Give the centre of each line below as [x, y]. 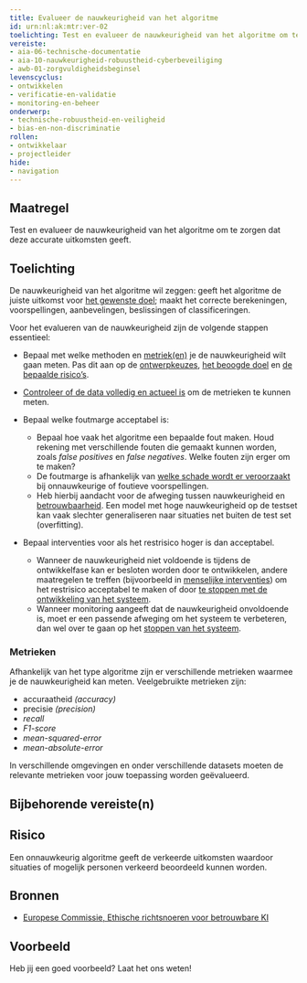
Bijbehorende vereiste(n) [82, 804]
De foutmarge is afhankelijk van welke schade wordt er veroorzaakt [163, 476]
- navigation [34, 171]
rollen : [24, 137]
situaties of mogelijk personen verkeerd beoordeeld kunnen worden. [138, 867]
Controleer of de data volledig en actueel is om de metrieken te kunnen [157, 392]
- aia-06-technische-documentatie [75, 52]
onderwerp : [30, 112]
